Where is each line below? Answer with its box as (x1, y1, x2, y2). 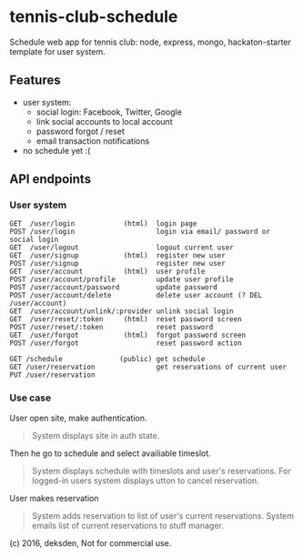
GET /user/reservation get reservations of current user (9, 362, 287, 372)
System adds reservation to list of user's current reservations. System (31, 510, 295, 521)
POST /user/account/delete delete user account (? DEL (9, 291, 262, 300)
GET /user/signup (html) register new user (9, 251, 226, 260)
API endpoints (9, 171, 92, 187)
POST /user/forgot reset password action (9, 339, 243, 348)
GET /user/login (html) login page (9, 219, 197, 228)
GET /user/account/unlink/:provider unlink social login (9, 307, 234, 316)
